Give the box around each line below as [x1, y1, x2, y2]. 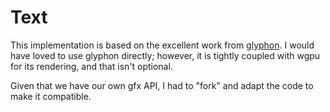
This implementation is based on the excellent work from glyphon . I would [10, 39, 315, 51]
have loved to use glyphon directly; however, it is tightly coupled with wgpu [10, 49, 321, 61]
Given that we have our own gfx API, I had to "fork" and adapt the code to [10, 79, 314, 91]
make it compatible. [10, 90, 92, 102]
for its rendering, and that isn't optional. [10, 60, 173, 72]
